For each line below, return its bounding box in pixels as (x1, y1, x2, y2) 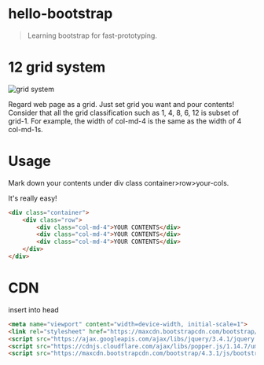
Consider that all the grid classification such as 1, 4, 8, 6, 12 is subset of (8, 108, 240, 117)
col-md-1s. (8, 124, 43, 134)
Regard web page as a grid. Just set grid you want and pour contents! (8, 99, 234, 109)
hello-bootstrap (8, 5, 113, 23)
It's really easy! (8, 194, 57, 203)
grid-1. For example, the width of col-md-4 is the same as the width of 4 (8, 116, 242, 126)
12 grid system (8, 58, 106, 76)
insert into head (8, 304, 59, 315)
